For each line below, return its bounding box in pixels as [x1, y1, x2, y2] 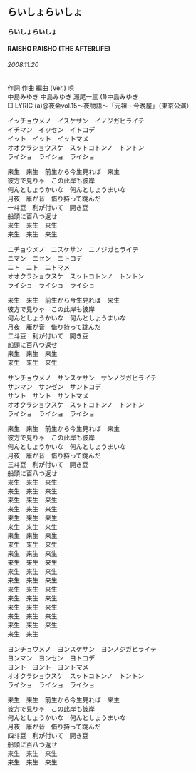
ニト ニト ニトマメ [7, 263, 70, 271]
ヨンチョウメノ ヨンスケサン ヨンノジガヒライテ [7, 645, 157, 653]
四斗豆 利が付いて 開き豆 [7, 731, 89, 739]
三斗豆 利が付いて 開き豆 [7, 460, 89, 468]
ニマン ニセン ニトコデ [7, 253, 83, 262]
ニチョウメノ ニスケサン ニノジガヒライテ [7, 245, 139, 253]
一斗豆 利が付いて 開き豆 [7, 203, 89, 211]
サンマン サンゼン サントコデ [7, 382, 101, 390]
